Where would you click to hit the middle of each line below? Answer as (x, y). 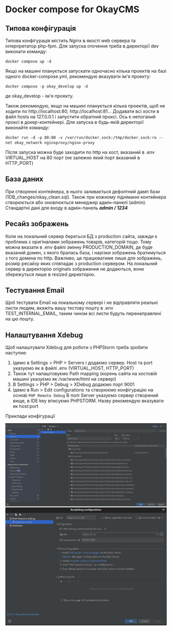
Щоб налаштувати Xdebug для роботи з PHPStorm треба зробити (77, 347)
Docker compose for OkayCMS (72, 9)
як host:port (25, 406)
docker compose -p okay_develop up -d (47, 86)
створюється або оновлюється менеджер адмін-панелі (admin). (76, 202)
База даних (24, 179)
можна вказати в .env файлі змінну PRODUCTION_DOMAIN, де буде (79, 247)
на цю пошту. (20, 319)
